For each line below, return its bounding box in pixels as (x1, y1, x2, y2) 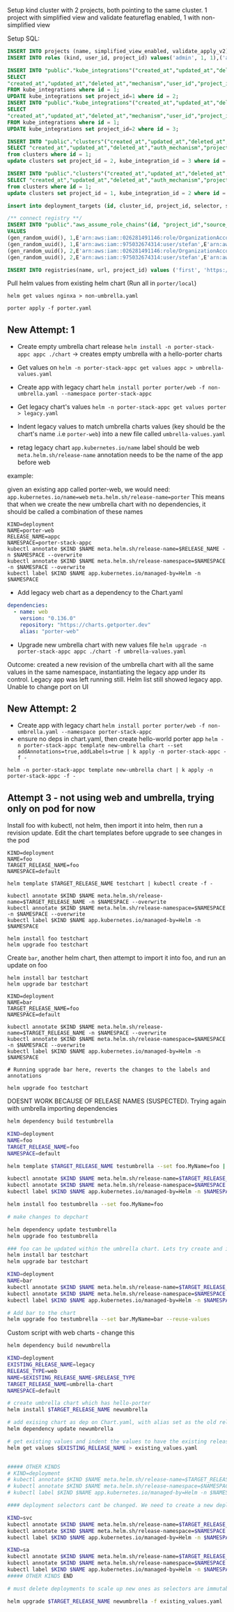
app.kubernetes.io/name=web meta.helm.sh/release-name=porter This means (7, 493, 225, 501)
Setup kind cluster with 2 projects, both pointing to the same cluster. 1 (7, 6, 208, 14)
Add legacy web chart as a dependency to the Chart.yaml (17, 589, 183, 597)
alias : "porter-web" (19, 628, 79, 635)
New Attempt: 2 (7, 703, 77, 714)
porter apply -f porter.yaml (7, 305, 92, 312)
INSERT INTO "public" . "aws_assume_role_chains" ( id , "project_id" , (7, 222, 204, 229)
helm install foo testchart (7, 935, 89, 942)
